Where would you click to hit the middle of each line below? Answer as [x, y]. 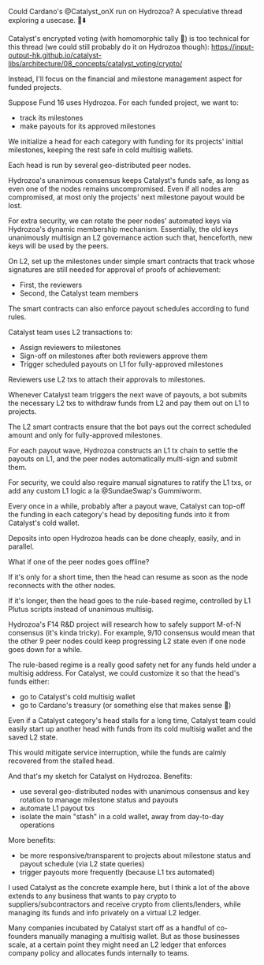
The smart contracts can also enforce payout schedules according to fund [129, 308]
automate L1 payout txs [57, 808]
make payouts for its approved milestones [87, 126]
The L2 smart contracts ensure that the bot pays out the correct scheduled [130, 427]
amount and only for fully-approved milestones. [86, 435]
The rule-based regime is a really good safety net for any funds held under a [132, 665]
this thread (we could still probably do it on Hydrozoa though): [109, 47]
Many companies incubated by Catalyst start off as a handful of [112, 928]
